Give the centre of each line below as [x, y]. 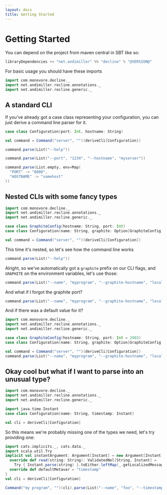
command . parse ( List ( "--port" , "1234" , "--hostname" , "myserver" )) [75, 159]
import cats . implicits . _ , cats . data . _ [45, 446]
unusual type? [28, 379]
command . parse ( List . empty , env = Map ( [43, 167]
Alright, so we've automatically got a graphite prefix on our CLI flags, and [80, 268]
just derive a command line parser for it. [46, 122]
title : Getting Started [30, 14]
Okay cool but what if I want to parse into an [75, 371]
